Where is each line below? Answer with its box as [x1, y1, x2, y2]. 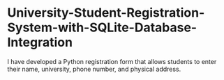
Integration [7, 35, 73, 50]
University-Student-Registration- [7, 5, 205, 21]
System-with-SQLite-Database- [7, 19, 197, 35]
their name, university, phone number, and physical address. [7, 65, 181, 73]
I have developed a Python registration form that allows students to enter [7, 57, 217, 65]
